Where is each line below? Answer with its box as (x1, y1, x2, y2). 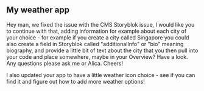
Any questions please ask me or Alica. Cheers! (6, 59, 124, 67)
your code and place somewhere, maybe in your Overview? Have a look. (6, 53, 188, 60)
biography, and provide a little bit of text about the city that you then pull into (6, 47, 199, 54)
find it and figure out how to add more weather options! (6, 78, 145, 85)
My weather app (6, 5, 70, 15)
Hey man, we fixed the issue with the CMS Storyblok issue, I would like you (6, 21, 195, 28)
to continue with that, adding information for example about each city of (6, 27, 187, 35)
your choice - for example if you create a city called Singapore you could (6, 33, 189, 41)
